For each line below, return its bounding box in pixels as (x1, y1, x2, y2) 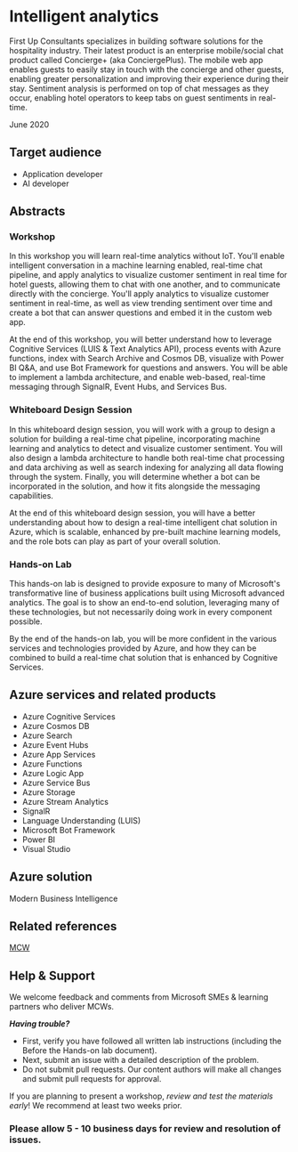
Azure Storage (21, 786, 76, 798)
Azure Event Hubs (21, 739, 89, 750)
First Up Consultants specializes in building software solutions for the (9, 36, 264, 46)
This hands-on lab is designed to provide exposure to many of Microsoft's (9, 579, 281, 589)
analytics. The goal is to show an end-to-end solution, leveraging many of (9, 597, 280, 608)
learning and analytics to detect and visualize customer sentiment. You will (9, 442, 283, 453)
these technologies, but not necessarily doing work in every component (9, 607, 273, 618)
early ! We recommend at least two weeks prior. (9, 1100, 182, 1111)
